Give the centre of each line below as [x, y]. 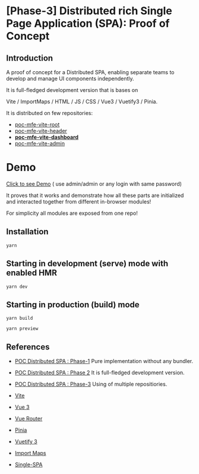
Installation [27, 232]
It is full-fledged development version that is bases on [72, 90]
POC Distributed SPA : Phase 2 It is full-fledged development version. [100, 373]
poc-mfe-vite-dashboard [47, 137]
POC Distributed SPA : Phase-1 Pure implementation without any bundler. [104, 361]
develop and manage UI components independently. [70, 79]
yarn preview [22, 329]
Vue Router [29, 419]
